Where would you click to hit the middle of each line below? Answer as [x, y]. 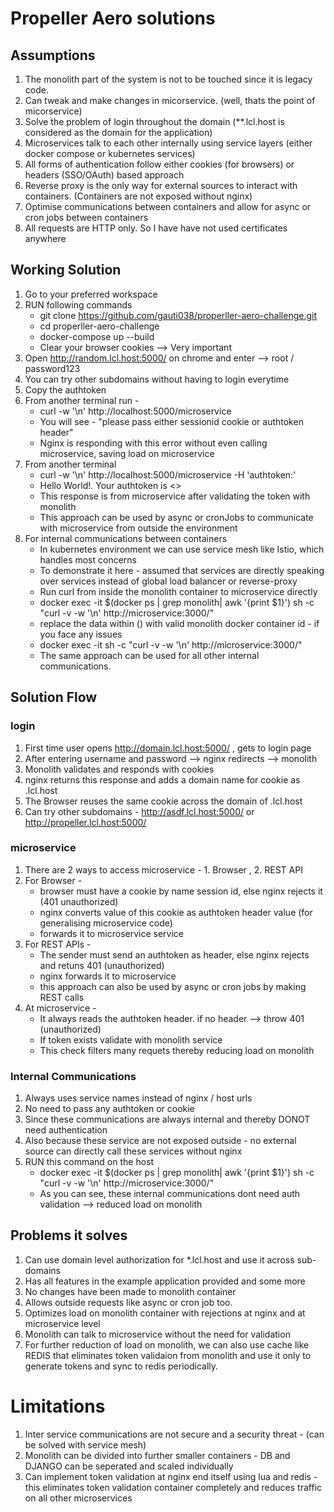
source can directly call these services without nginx [133, 1151]
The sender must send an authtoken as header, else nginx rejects [174, 954]
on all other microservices [78, 1498]
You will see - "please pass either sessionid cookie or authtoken [171, 421]
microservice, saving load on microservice [127, 453]
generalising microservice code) [106, 923]
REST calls [62, 997]
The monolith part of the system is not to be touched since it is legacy [168, 79]
